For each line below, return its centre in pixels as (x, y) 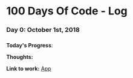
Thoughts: (20, 57)
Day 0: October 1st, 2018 (43, 30)
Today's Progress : (30, 46)
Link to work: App (29, 69)
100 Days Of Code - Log (67, 11)
